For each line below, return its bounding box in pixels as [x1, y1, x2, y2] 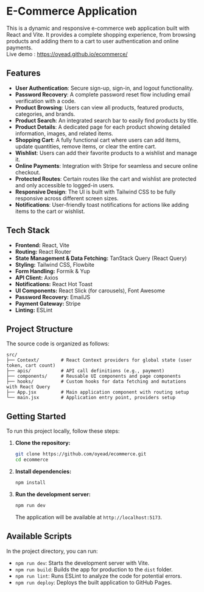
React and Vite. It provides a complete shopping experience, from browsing [6, 31, 196, 38]
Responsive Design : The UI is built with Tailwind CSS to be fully [15, 188, 176, 195]
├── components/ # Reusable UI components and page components [6, 374, 181, 380]
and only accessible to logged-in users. [15, 181, 114, 189]
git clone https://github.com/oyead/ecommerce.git [15, 451, 147, 457]
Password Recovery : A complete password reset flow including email [15, 90, 191, 98]
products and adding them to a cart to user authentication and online [6, 37, 179, 45]
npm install [15, 479, 46, 486]
